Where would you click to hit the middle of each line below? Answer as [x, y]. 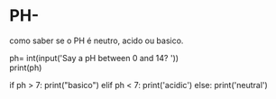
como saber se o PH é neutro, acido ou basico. [97, 40]
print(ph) [26, 67]
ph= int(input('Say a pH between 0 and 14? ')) [94, 58]
